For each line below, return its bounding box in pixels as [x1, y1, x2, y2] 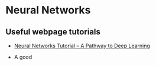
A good [14, 54, 32, 60]
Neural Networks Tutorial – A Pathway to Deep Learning [14, 42, 150, 49]
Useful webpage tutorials [5, 27, 101, 37]
